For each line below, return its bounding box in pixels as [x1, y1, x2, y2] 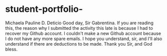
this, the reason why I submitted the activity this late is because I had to [5, 25, 153, 31]
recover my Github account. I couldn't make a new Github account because [5, 30, 161, 36]
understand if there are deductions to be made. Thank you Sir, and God [5, 41, 152, 47]
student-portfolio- [5, 3, 83, 15]
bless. [5, 46, 18, 52]
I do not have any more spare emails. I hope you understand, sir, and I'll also [5, 36, 162, 42]
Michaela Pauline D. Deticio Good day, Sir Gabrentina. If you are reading [5, 20, 154, 26]
